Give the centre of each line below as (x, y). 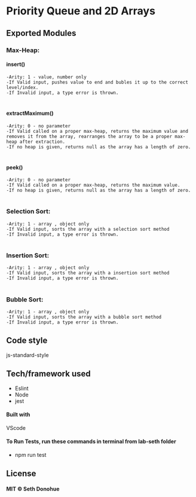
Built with (18, 414)
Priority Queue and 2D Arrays (81, 11)
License (21, 474)
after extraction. (42, 142)
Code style (27, 341)
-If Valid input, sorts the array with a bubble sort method (84, 317)
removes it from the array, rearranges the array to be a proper (89, 136)
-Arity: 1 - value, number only (46, 77)
